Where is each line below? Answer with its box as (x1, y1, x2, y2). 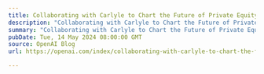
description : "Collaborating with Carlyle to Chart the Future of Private (8, 19, 258, 26)
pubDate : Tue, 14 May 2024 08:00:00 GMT (8, 33, 143, 41)
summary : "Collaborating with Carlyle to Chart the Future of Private (8, 26, 244, 33)
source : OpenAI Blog (8, 41, 76, 48)
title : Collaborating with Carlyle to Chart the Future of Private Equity (8, 11, 258, 19)
